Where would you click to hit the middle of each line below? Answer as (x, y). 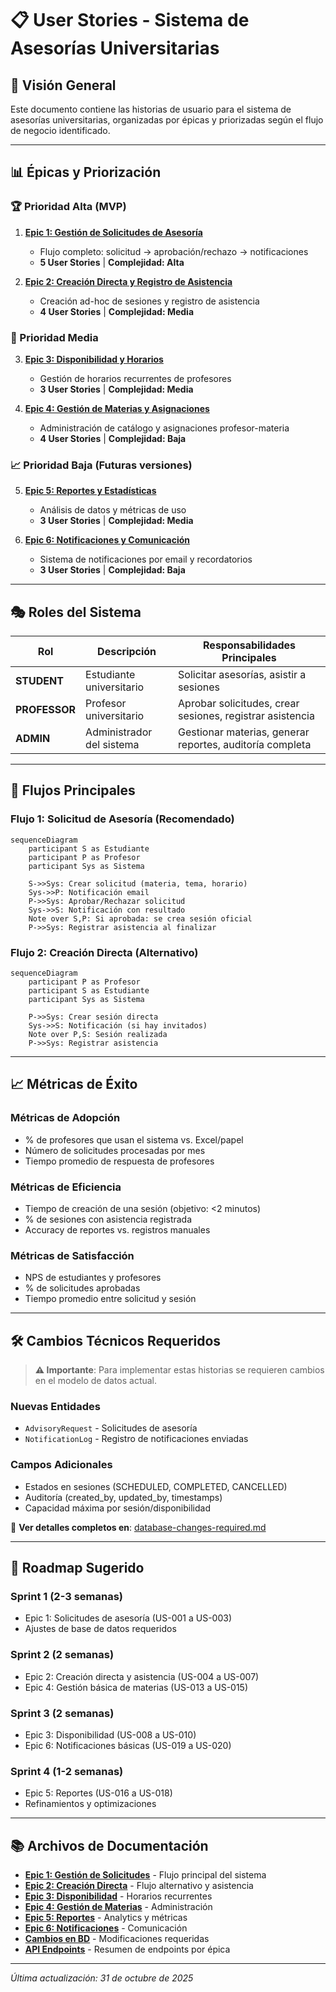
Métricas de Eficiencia (66, 1187)
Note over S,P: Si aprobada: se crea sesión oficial (140, 918)
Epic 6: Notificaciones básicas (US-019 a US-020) (128, 1746)
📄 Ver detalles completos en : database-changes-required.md (138, 1527)
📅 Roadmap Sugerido (77, 1568)
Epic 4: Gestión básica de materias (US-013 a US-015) (136, 1687)
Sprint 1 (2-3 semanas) (66, 1597)
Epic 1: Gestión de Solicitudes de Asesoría (113, 232)
